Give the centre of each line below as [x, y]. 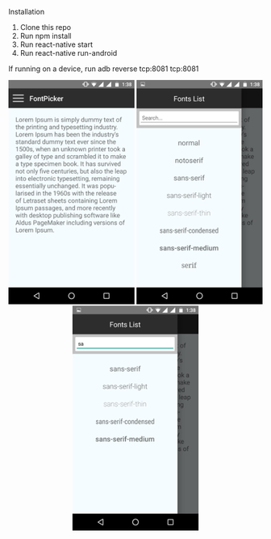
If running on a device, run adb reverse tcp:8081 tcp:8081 [104, 69]
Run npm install [46, 36]
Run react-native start [56, 44]
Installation [27, 12]
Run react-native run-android [69, 53]
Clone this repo [45, 27]
